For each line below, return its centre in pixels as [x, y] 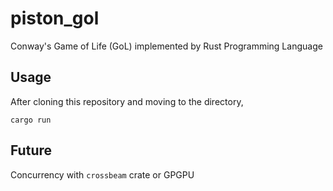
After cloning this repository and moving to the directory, [127, 101]
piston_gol [55, 18]
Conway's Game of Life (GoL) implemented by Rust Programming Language [166, 46]
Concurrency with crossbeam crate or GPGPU [102, 174]
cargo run [31, 120]
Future [31, 150]
